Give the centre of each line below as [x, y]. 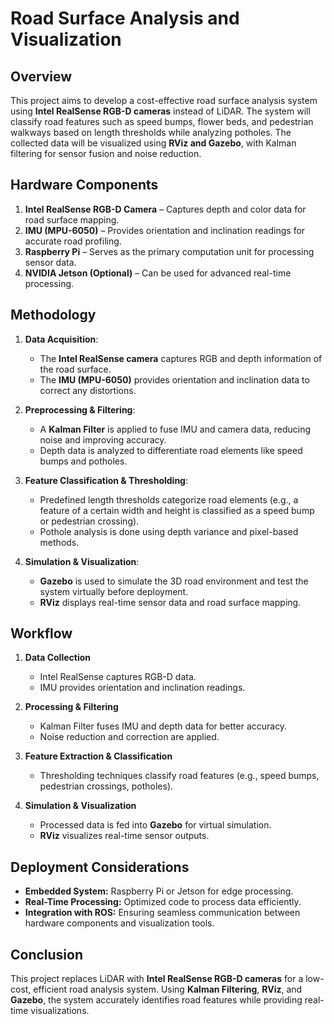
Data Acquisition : [61, 339]
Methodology [53, 315]
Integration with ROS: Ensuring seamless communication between [162, 913]
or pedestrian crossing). [89, 521]
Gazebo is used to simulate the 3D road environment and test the [174, 581]
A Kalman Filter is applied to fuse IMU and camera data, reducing [175, 429]
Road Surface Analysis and [125, 18]
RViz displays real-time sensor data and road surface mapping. [170, 602]
